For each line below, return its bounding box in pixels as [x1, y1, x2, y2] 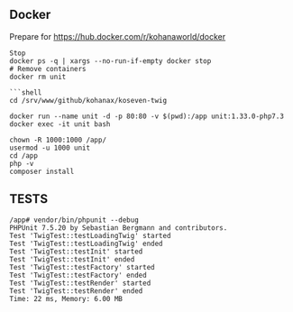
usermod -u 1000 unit [9, 143, 91, 152]
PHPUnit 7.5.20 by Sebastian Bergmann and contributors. [9, 223, 228, 233]
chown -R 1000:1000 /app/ [9, 135, 106, 144]
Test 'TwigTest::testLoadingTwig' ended [9, 239, 164, 248]
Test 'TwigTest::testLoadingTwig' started [9, 231, 171, 240]
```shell [9, 87, 42, 97]
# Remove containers [9, 64, 87, 73]
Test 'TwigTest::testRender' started [9, 279, 151, 288]
